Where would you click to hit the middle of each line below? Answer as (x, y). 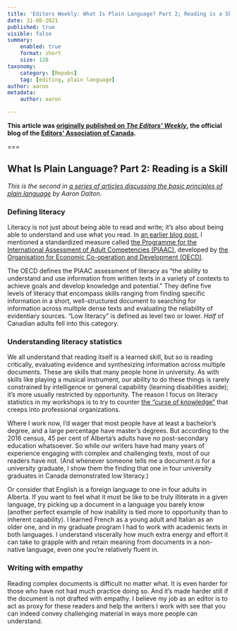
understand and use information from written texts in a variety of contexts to (118, 278)
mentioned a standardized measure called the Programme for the (102, 242)
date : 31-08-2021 (33, 20)
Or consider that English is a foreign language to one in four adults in (107, 490)
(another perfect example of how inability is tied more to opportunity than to (117, 512)
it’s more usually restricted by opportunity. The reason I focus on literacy (113, 395)
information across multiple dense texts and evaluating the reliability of (110, 309)
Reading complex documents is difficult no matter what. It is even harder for (117, 583)
